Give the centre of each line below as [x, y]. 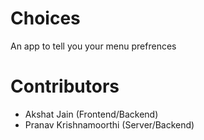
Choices [45, 18]
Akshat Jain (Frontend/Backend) [91, 114]
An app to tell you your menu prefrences [93, 46]
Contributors [65, 86]
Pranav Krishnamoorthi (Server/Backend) [109, 124]
